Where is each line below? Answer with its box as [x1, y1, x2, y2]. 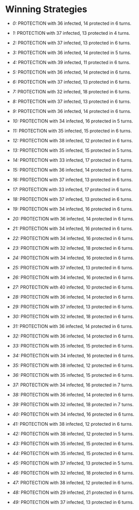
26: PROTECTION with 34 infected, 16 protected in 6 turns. [12, 274, 134, 280]
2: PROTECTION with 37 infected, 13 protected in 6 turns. [12, 39, 131, 46]
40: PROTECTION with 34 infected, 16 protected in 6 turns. [12, 411, 134, 417]
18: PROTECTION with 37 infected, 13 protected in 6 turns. [12, 196, 133, 202]
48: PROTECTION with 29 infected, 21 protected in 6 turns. [12, 489, 134, 495]
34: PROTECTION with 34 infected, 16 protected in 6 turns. [12, 352, 134, 359]
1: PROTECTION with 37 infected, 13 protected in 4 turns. [12, 30, 130, 36]
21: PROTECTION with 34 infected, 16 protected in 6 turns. [12, 225, 133, 232]
